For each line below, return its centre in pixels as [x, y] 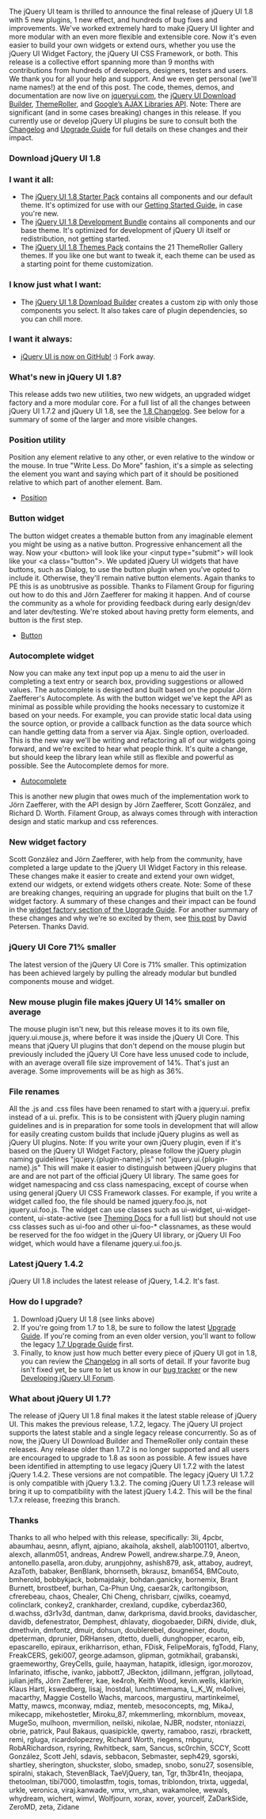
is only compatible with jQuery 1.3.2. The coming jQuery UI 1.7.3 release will [132, 1483]
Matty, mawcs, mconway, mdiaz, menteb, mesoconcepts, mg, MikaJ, [122, 1706]
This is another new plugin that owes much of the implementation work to [129, 796]
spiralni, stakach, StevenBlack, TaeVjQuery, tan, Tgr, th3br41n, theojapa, [126, 1773]
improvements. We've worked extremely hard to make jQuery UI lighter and [132, 28]
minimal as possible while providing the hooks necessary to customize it [127, 707]
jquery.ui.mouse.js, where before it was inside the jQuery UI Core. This [124, 1037]
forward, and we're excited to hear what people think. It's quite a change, [129, 749]
